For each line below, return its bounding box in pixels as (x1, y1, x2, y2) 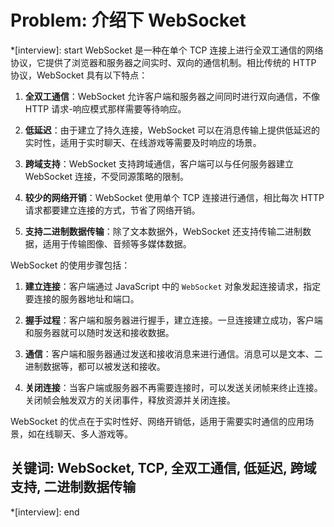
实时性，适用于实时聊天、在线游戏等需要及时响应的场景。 (24, 136, 262, 148)
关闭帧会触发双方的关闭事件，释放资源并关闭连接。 (24, 394, 236, 406)
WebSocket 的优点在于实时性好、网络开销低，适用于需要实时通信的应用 (10, 415, 306, 427)
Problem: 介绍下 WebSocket (10, 9, 247, 32)
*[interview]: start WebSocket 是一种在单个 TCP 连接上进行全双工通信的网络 (10, 44, 324, 56)
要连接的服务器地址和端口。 (24, 292, 140, 305)
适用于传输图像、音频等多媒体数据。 (42, 237, 192, 250)
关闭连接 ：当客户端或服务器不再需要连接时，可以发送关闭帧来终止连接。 (24, 381, 323, 393)
